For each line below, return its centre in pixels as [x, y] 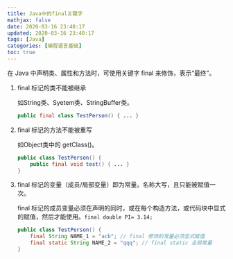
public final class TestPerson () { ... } [78, 115]
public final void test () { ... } [80, 164]
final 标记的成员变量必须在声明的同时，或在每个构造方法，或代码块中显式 [121, 208]
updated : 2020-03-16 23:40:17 [51, 33]
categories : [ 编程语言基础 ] [44, 46]
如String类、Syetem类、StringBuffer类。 [75, 102]
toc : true [21, 53]
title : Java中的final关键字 [45, 14]
